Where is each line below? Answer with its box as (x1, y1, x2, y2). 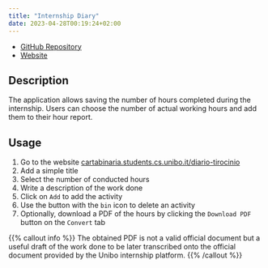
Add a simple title (19, 166, 79, 176)
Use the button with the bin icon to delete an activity (19, 200, 196, 211)
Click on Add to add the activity (19, 192, 123, 202)
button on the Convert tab (19, 218, 105, 228)
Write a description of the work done (19, 183, 143, 193)
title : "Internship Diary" (8, 11, 100, 20)
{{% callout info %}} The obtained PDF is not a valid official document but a (8, 233, 261, 243)
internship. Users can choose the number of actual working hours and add (8, 104, 257, 113)
